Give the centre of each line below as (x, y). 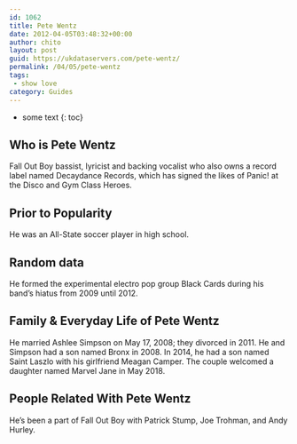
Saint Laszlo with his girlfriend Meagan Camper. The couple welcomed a (142, 361)
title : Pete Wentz (43, 26)
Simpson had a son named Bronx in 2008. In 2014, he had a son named (139, 352)
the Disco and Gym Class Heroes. (71, 185)
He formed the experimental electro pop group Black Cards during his (137, 283)
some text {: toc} (53, 117)
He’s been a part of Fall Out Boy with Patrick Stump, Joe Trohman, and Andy (148, 420)
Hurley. (22, 429)
